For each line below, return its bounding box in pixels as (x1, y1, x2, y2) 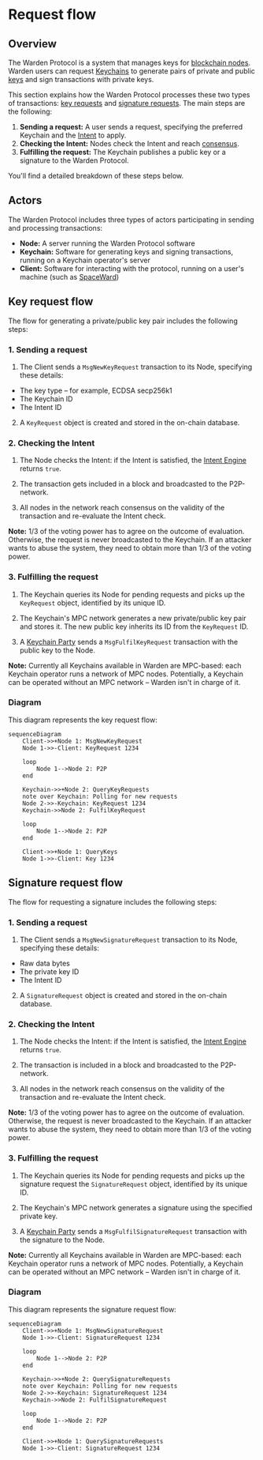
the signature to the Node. (19, 1235, 105, 1244)
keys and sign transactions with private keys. (8, 75, 154, 84)
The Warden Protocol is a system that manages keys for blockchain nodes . (8, 58, 250, 67)
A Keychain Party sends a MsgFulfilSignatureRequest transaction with (19, 1226, 247, 1236)
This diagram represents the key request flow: (8, 715, 157, 724)
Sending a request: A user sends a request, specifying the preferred (19, 122, 243, 131)
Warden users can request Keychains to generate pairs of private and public (8, 66, 256, 76)
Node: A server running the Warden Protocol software (19, 239, 195, 248)
